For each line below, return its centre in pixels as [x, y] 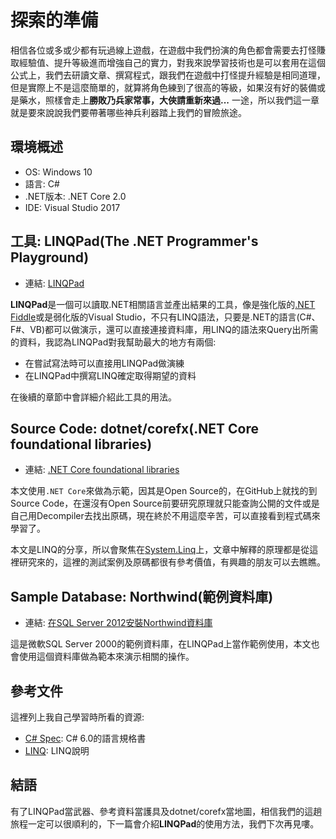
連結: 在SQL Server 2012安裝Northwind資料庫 [118, 623]
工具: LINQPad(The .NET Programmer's [134, 241]
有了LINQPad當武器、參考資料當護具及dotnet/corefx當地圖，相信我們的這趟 [166, 811]
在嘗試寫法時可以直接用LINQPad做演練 [104, 363]
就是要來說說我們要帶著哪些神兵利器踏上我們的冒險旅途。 [128, 112]
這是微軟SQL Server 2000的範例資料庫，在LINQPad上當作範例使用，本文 [161, 644]
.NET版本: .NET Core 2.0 [75, 196]
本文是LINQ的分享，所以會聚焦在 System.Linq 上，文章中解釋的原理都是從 [160, 550]
